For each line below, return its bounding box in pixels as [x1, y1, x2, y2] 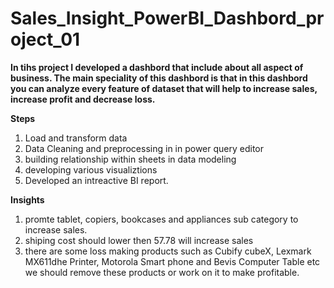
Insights [10, 193, 45, 206]
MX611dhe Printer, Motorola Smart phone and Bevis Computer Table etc [24, 255, 321, 267]
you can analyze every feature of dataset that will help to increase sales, [10, 82, 318, 94]
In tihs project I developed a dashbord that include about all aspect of [10, 61, 304, 73]
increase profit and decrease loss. [10, 93, 156, 105]
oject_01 [10, 28, 81, 51]
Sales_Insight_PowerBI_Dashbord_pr [10, 7, 325, 30]
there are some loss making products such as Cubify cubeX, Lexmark [24, 245, 312, 257]
